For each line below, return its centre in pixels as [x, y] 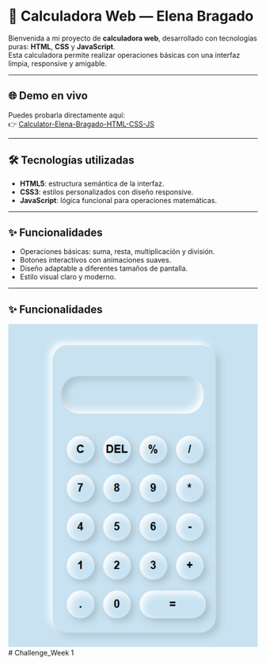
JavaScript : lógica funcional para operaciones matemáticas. [118, 200]
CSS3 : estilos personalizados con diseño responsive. [106, 192]
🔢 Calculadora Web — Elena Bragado [131, 16]
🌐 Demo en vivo [48, 96]
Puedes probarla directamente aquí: [66, 115]
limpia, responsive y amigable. [58, 63]
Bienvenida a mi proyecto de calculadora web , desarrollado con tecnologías [133, 38]
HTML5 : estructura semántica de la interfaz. [92, 183]
